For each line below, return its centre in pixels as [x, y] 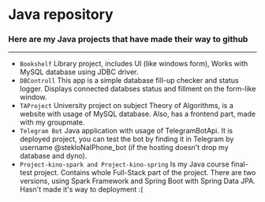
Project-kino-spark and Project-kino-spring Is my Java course [125, 164]
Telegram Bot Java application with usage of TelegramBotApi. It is [126, 131]
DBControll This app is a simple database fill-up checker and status [129, 80]
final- [240, 164]
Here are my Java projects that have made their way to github [128, 39]
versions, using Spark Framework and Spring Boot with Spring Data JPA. [138, 181]
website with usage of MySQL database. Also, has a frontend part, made [138, 114]
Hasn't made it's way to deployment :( [81, 189]
